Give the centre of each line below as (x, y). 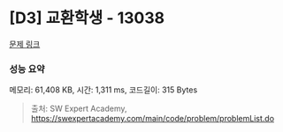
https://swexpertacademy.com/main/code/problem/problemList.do (153, 119)
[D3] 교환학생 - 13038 (87, 18)
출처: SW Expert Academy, (79, 109)
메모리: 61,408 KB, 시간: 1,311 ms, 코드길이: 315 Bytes (103, 90)
